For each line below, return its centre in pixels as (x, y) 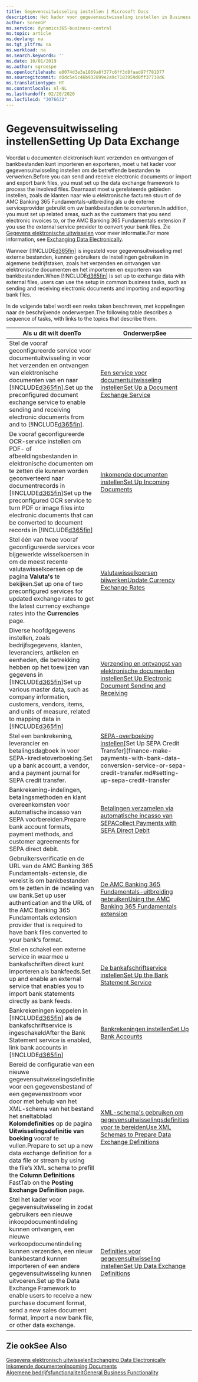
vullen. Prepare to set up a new (51, 1145)
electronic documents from (47, 417)
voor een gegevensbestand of (51, 1086)
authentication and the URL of (50, 902)
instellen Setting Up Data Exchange (93, 141)
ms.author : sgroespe (32, 66)
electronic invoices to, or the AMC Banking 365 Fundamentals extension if (96, 220)
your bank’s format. (36, 940)
